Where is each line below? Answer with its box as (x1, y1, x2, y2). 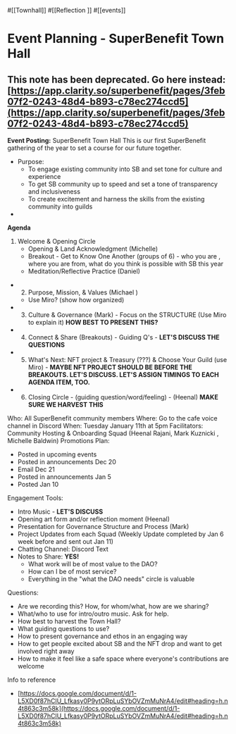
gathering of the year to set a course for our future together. (7, 144, 182, 152)
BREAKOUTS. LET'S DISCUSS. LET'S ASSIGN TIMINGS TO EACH (27, 371, 220, 379)
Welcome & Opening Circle (17, 237, 97, 245)
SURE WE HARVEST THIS (27, 401, 104, 409)
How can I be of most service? (27, 567, 117, 576)
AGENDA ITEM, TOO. (27, 378, 90, 386)
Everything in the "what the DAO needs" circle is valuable (27, 575, 195, 583)
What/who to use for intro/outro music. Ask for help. (17, 609, 169, 618)
